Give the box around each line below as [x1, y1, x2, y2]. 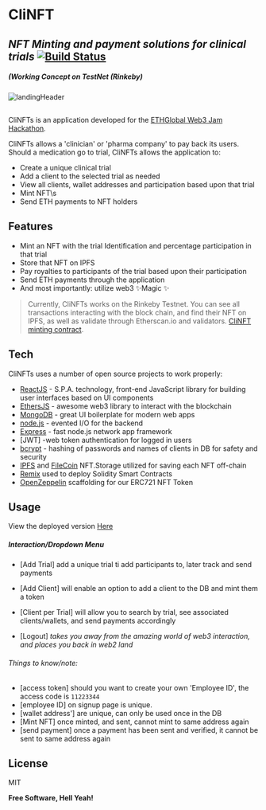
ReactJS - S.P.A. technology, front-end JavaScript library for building [19, 384, 246, 393]
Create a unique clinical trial [19, 162, 111, 172]
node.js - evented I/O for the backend [19, 418, 144, 428]
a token [19, 592, 45, 602]
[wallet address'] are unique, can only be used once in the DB [19, 708, 222, 718]
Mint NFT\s [19, 188, 57, 198]
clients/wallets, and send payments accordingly [19, 616, 176, 626]
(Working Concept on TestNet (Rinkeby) [8, 72, 143, 81]
